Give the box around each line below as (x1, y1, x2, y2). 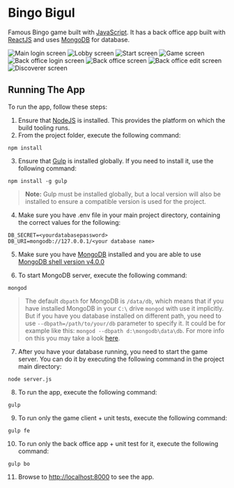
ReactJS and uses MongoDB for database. (8, 35, 130, 43)
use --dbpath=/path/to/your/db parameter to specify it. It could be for (24, 319, 226, 327)
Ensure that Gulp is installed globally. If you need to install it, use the (17, 156, 214, 165)
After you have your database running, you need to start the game (17, 347, 208, 355)
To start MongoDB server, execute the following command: (17, 271, 187, 279)
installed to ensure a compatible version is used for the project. (24, 197, 206, 205)
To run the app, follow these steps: (8, 103, 107, 111)
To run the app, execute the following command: (17, 387, 157, 396)
